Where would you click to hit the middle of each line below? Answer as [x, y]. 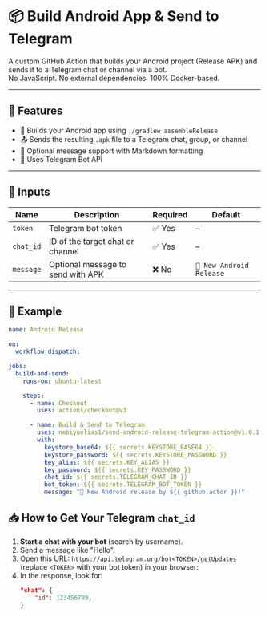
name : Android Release [46, 330]
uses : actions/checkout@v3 [82, 411]
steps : [34, 396]
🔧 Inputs [29, 192]
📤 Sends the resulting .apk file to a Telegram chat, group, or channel [134, 139]
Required [170, 214]
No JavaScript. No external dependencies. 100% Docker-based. [114, 78]
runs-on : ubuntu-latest [62, 381]
